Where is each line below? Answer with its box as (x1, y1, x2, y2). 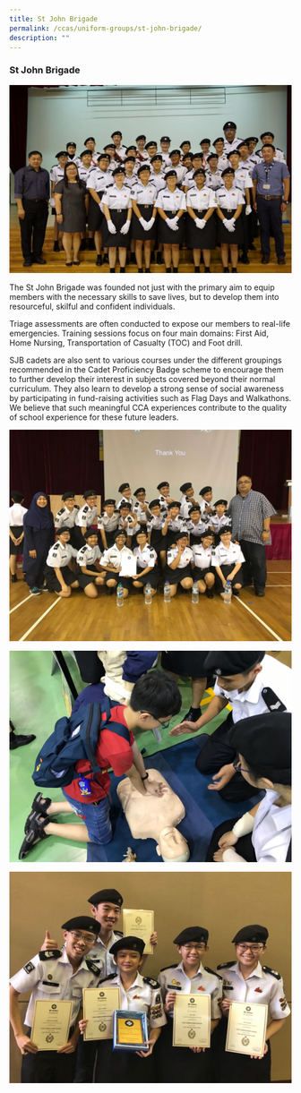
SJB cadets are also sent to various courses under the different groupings (9, 354, 282, 366)
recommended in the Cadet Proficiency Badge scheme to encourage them (9, 364, 284, 375)
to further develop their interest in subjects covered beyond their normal (9, 374, 276, 385)
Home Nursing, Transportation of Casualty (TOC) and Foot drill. (9, 337, 244, 348)
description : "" (9, 33, 70, 42)
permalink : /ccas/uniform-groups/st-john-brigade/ (9, 23, 202, 33)
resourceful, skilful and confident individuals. (9, 301, 176, 312)
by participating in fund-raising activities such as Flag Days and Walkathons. (9, 393, 292, 404)
